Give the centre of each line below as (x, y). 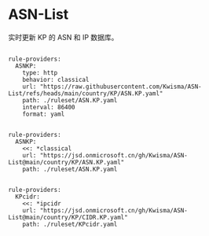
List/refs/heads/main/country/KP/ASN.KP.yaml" (86, 93)
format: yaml (44, 114)
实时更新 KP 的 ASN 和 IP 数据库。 (63, 37)
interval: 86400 (49, 107)
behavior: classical (56, 79)
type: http (40, 72)
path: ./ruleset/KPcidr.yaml (70, 224)
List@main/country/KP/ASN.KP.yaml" (66, 162)
